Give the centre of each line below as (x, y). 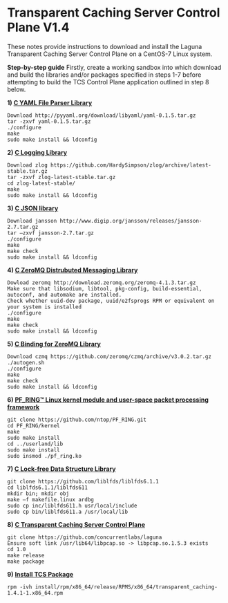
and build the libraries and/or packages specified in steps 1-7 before (104, 75)
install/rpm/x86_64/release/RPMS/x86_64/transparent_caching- (126, 587)
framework (23, 407)
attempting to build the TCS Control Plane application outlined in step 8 (108, 82)
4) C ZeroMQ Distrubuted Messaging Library (73, 270)
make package (26, 562)
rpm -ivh (20, 587)
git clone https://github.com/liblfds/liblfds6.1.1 (83, 481)
